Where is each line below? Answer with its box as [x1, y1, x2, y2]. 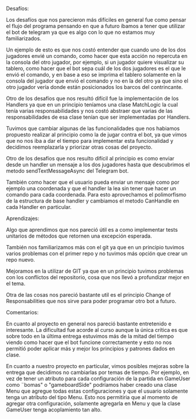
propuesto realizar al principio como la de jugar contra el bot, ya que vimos [6, 131, 187, 138]
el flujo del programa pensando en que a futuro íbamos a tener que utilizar [6, 23, 185, 29]
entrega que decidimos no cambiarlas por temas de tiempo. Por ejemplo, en [6, 369, 189, 376]
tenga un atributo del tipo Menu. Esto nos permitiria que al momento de [6, 394, 178, 400]
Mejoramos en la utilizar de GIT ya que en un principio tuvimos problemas [6, 267, 184, 274]
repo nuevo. [6, 256, 35, 263]
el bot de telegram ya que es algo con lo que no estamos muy [6, 29, 155, 36]
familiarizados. [6, 35, 42, 42]
